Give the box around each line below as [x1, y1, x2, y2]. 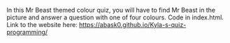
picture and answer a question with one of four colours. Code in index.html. [6, 13, 224, 21]
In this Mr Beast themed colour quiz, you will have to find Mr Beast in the [6, 6, 216, 14]
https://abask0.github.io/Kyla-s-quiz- [78, 21, 187, 28]
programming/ [6, 28, 48, 36]
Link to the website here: [6, 21, 78, 28]
